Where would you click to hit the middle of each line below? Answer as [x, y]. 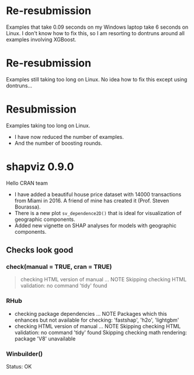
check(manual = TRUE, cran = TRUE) [59, 267]
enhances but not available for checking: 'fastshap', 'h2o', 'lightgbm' [97, 320]
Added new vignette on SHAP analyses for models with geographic [96, 225]
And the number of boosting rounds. [58, 143]
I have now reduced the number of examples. [69, 137]
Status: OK [19, 367]
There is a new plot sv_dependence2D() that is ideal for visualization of [98, 213]
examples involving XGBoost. [41, 39]
